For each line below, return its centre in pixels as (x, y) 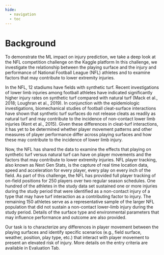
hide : (11, 10)
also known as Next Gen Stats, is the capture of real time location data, (77, 165)
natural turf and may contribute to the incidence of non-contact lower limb (80, 119)
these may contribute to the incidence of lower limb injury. (64, 140)
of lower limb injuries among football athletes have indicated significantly (79, 93)
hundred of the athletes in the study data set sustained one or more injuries (81, 186)
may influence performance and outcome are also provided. (66, 218)
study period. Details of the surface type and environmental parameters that (82, 212)
